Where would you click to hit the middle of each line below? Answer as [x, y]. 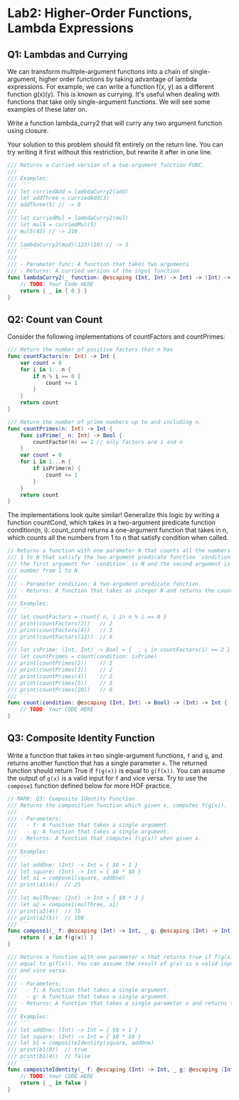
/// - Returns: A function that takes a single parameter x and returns [117, 1004]
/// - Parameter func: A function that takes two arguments [99, 265]
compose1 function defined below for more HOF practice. [90, 786]
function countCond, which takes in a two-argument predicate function [111, 523]
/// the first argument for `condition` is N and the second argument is [119, 564]
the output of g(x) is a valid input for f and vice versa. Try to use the [107, 778]
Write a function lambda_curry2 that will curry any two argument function [115, 123]
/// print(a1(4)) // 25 [44, 885]
